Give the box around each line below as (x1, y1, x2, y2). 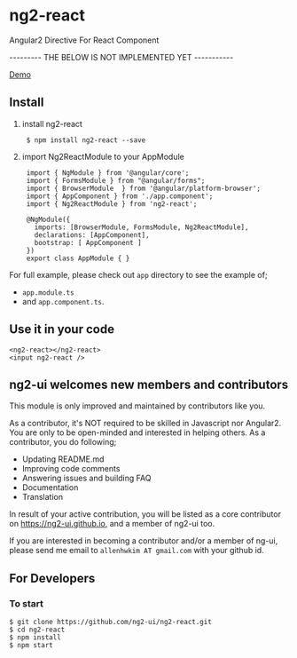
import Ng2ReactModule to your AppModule (21, 151, 184, 162)
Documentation (21, 482, 79, 493)
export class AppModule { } (26, 254, 130, 263)
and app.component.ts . (21, 296, 105, 306)
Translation (21, 492, 64, 503)
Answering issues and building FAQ (21, 472, 152, 484)
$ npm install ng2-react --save (26, 135, 146, 145)
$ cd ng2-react (9, 625, 66, 635)
